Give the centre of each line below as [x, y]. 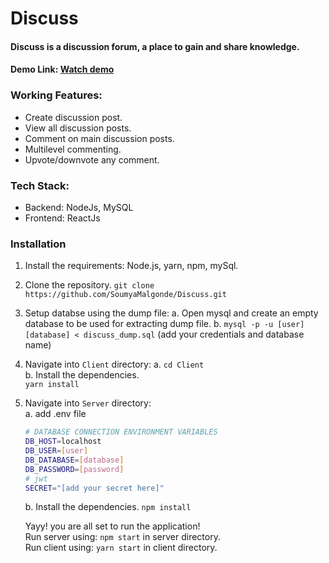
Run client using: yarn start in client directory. [121, 548]
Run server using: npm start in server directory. [122, 537]
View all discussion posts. [78, 128]
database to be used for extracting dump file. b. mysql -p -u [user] [164, 324]
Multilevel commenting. [73, 149]
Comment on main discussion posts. [99, 138]
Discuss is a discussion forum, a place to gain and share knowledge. [155, 46]
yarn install [52, 385]
